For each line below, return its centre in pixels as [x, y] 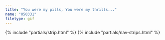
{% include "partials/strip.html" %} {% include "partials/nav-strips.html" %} [83, 33]
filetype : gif [20, 19]
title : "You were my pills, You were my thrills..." [61, 10]
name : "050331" [21, 14]
